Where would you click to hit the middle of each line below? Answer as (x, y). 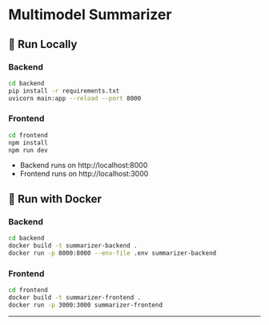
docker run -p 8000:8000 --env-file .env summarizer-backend (112, 253)
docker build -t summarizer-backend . (73, 245)
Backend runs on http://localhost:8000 (84, 165)
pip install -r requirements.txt (64, 91)
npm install (28, 143)
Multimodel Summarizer (90, 15)
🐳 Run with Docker (55, 198)
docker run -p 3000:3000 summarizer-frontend (85, 305)
